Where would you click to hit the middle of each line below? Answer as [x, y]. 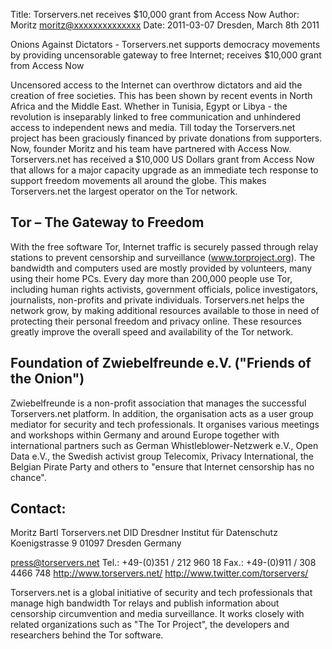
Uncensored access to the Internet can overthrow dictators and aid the [156, 85]
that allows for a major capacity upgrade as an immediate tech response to [164, 170]
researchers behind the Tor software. [87, 635]
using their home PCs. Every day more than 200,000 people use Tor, [151, 278]
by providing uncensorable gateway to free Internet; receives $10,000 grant [166, 55]
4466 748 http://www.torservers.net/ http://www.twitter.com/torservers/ [159, 573]
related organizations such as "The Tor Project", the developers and [150, 625]
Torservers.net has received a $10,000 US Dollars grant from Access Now [162, 159]
